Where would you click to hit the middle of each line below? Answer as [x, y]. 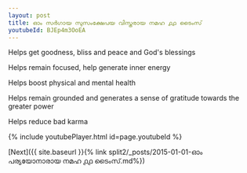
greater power [31, 106]
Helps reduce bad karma [48, 122]
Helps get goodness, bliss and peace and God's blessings [102, 53]
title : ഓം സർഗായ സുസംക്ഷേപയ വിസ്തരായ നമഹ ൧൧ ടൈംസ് [105, 23]
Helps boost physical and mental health [72, 83]
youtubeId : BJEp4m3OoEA [47, 30]
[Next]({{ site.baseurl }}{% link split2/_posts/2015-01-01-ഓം [105, 152]
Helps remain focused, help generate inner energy [89, 68]
